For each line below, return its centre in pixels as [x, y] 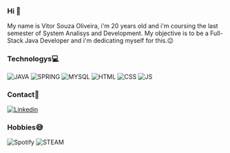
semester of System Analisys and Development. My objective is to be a [108, 33]
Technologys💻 [33, 59]
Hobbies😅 [25, 127]
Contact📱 [23, 94]
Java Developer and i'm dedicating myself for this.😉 [100, 41]
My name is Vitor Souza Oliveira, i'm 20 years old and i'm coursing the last [113, 26]
